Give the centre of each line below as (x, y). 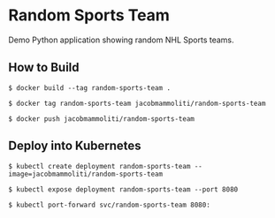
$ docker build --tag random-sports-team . (90, 88)
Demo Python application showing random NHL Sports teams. (122, 40)
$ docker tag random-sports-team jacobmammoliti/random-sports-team (137, 103)
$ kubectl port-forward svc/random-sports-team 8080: (110, 205)
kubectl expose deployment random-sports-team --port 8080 (127, 189)
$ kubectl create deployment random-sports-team (99, 166)
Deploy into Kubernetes (75, 146)
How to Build (44, 68)
